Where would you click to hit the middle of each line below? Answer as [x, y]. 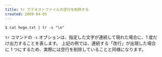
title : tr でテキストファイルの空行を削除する [47, 9]
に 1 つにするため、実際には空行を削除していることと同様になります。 [75, 49]
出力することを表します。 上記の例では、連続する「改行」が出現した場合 [82, 43]
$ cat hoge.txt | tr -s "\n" [35, 27]
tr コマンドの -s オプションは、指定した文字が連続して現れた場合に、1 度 [79, 37]
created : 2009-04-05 [26, 14]
